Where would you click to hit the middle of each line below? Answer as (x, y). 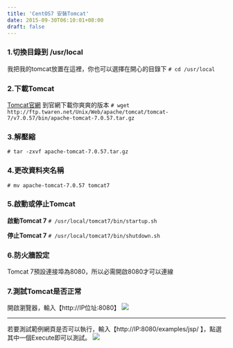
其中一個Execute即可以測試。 (49, 338)
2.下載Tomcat (31, 88)
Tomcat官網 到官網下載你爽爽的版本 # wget (69, 104)
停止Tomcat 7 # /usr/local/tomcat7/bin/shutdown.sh (84, 235)
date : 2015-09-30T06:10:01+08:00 (55, 20)
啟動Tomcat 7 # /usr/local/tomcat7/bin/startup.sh (82, 221)
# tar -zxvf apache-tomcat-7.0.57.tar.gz (68, 152)
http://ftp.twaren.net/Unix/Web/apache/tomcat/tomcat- (88, 112)
